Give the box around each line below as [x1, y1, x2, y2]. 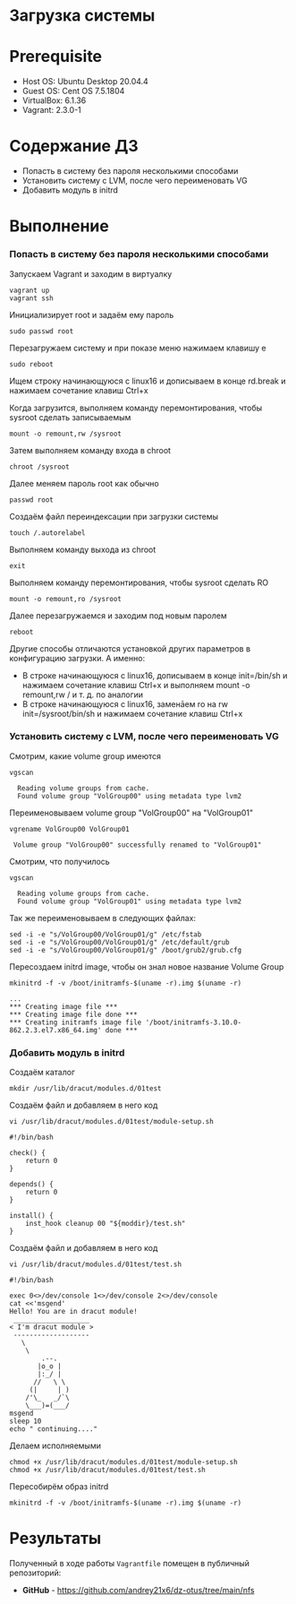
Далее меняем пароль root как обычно [9, 478, 159, 488]
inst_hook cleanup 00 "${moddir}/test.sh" [25, 1220, 186, 1229]
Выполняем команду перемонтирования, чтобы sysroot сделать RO [9, 577, 269, 588]
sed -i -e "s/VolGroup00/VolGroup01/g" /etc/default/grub [9, 937, 230, 946]
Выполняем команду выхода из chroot [9, 544, 156, 555]
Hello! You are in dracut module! [9, 1307, 139, 1316]
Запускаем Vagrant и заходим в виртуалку [9, 268, 173, 279]
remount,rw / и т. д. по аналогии [21, 689, 144, 700]
